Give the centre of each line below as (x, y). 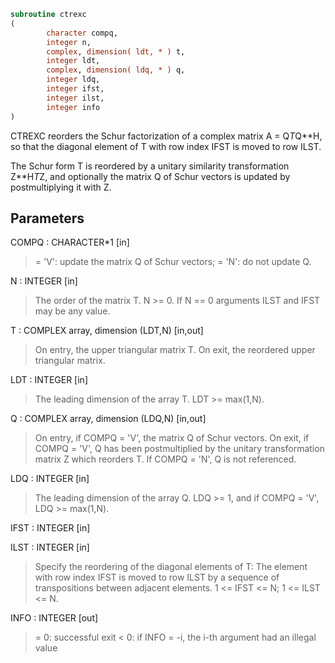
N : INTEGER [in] (44, 281)
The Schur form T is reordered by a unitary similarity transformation (150, 166)
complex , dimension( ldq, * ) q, (116, 70)
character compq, (82, 33)
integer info (73, 107)
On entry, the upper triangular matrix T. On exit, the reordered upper (175, 350)
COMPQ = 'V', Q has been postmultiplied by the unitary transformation (179, 449)
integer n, (69, 42)
